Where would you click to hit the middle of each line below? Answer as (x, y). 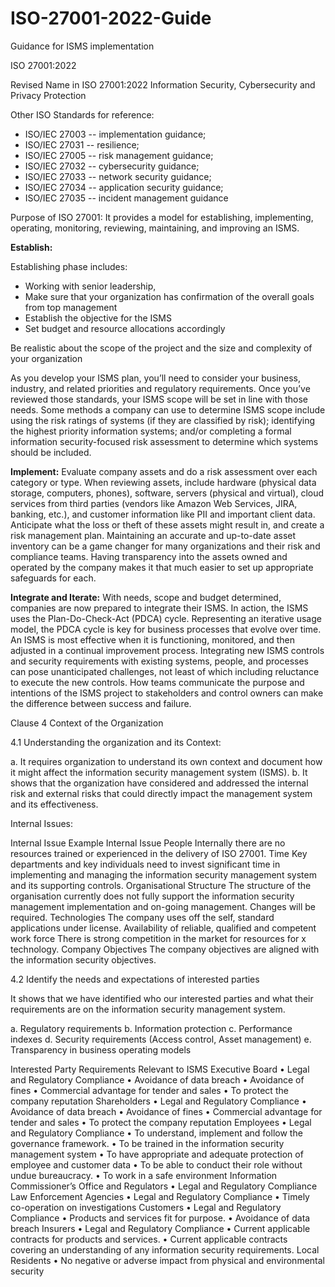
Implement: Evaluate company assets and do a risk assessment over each (164, 471)
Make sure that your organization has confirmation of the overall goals (169, 296)
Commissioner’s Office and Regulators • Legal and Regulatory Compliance (164, 1186)
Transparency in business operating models (101, 1049)
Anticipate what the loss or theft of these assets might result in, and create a (167, 524)
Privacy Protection (48, 95)
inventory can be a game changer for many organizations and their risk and (165, 546)
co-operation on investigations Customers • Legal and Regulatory (146, 1207)
